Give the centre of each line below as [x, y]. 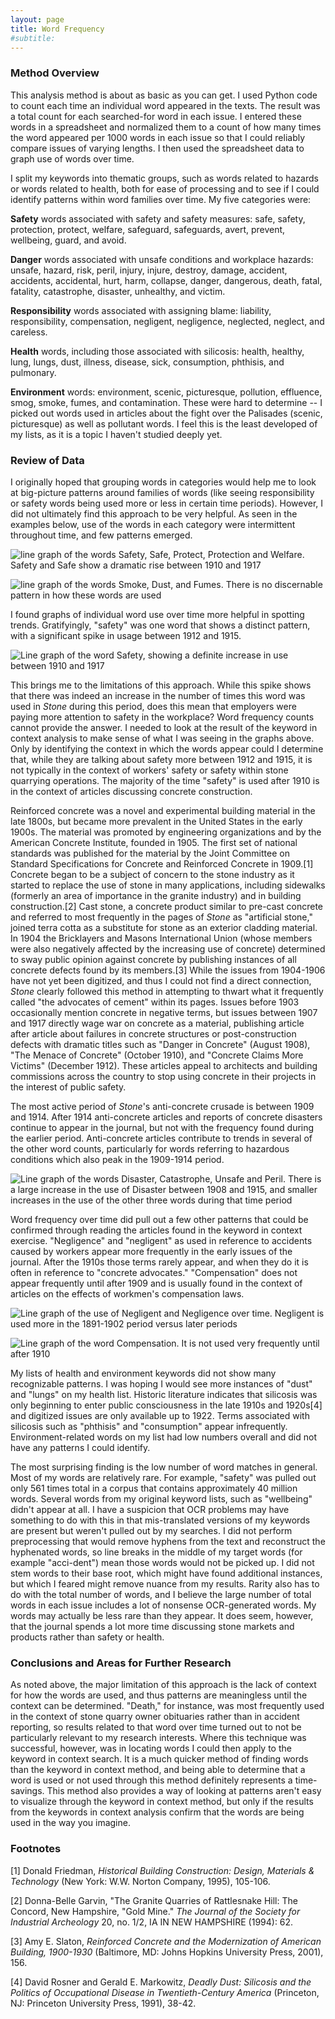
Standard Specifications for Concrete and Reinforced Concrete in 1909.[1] [162, 863]
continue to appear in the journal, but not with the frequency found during [162, 1127]
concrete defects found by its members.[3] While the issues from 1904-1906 [168, 970]
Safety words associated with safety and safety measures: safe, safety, [158, 218]
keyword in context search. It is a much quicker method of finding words [159, 1759]
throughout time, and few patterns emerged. [101, 535]
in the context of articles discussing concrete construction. [131, 791]
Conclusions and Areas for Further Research [121, 1663]
